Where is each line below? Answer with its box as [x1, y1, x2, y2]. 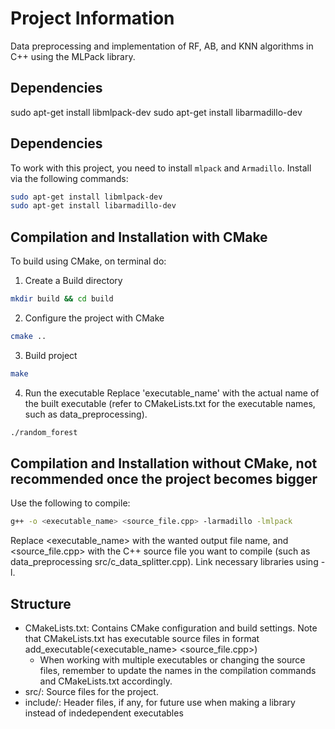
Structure [10, 595, 72, 612]
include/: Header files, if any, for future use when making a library [24, 697, 296, 709]
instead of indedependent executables [24, 707, 184, 719]
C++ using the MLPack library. [10, 50, 136, 62]
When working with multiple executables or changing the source [39, 654, 306, 666]
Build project [24, 349, 78, 361]
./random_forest [10, 427, 78, 437]
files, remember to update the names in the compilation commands [39, 665, 317, 677]
